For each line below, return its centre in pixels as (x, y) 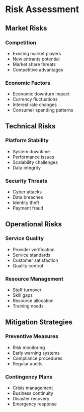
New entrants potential (36, 59)
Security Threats (26, 181)
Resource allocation (33, 301)
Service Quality (25, 238)
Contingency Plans (29, 376)
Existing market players (37, 53)
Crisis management (33, 388)
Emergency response (34, 404)
